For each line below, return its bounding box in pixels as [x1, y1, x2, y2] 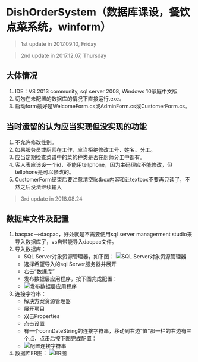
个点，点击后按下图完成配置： [23, 335, 97, 342]
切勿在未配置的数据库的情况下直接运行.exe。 [14, 95, 125, 102]
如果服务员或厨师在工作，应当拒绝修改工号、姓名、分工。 [14, 146, 156, 153]
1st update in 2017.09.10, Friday [20, 40, 97, 48]
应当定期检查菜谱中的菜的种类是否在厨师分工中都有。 [14, 153, 146, 161]
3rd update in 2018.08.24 [20, 195, 83, 202]
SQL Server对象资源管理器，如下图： [23, 253, 115, 260]
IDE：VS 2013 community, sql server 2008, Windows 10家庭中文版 [14, 88, 178, 95]
